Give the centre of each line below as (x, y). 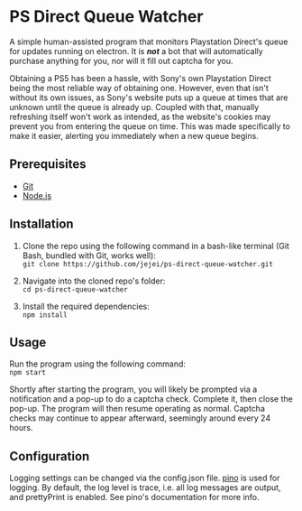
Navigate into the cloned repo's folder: (94, 281)
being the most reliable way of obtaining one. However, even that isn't (139, 88)
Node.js (37, 195)
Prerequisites (48, 164)
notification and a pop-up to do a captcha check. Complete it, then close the (151, 399)
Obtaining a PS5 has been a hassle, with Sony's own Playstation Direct (141, 78)
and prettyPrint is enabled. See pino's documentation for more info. (134, 497)
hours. (21, 428)
